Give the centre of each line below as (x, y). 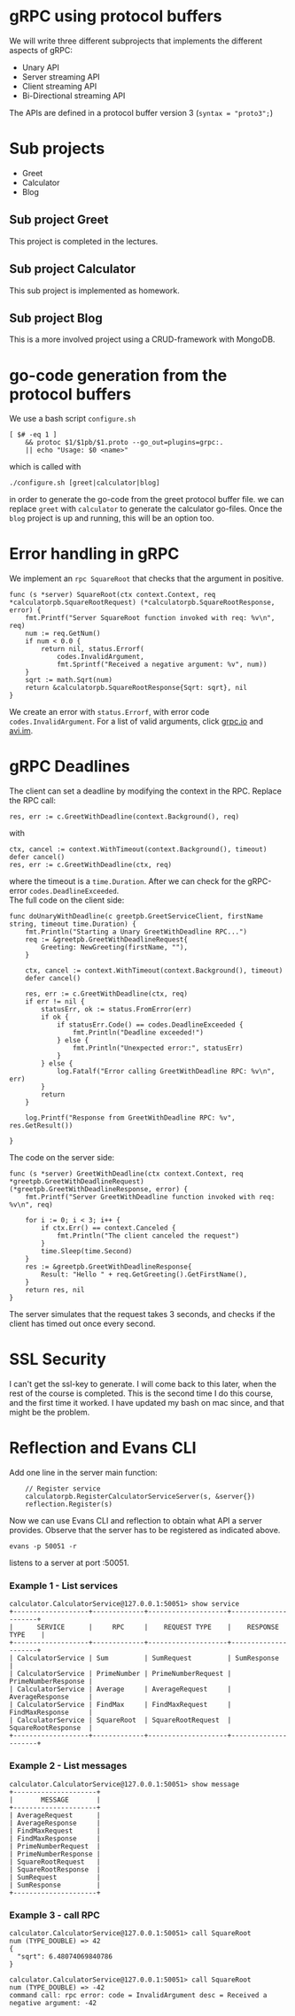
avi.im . (21, 731)
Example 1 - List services (63, 1586)
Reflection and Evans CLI (103, 1448)
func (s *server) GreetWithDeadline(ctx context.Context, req (126, 1174)
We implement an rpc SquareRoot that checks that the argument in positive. (147, 578)
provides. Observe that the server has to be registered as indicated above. (145, 1530)
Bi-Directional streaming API (74, 96)
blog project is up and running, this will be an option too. (112, 518)
